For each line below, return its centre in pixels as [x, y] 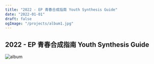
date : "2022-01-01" [25, 14]
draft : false [18, 19]
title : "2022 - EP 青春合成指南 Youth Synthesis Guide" [61, 10]
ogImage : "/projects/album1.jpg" [39, 23]
